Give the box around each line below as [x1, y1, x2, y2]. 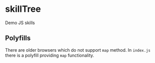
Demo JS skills [5, 20, 35, 26]
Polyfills [5, 34, 31, 42]
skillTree [5, 3, 41, 15]
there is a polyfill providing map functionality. [5, 52, 94, 58]
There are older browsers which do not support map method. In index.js [5, 47, 151, 53]
